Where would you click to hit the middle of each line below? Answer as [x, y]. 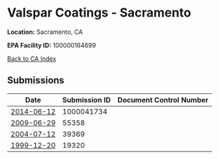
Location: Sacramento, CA [45, 32]
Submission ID [86, 100]
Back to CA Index [32, 58]
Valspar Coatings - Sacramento [99, 13]
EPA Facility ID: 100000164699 [52, 45]
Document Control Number [163, 100]
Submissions [36, 81]
